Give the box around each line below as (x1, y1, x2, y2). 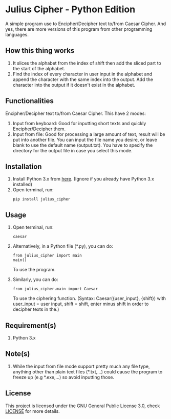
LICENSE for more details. (5, 408, 60, 414)
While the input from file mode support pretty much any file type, (12, 363, 150, 369)
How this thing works (5, 46, 75, 55)
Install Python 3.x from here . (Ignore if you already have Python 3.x (12, 176, 155, 182)
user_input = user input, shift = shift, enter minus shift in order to (12, 301, 149, 307)
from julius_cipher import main (12, 253, 82, 258)
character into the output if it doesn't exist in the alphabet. (12, 82, 136, 88)
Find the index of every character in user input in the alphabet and (12, 71, 153, 77)
